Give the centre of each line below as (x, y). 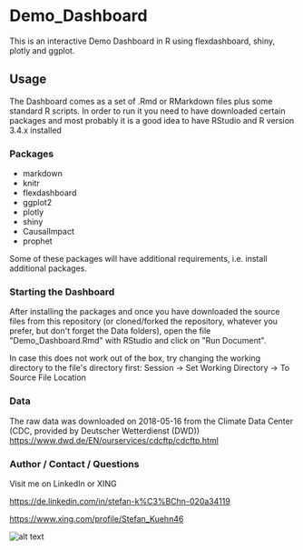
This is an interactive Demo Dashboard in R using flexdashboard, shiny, (142, 41)
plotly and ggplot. (42, 50)
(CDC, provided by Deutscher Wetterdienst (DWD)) (105, 430)
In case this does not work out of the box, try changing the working (135, 358)
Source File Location (48, 377)
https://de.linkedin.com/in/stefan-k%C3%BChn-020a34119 (120, 501)
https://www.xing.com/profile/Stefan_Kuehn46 (97, 518)
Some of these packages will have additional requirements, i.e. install (138, 259)
